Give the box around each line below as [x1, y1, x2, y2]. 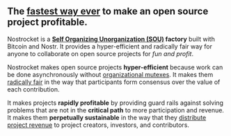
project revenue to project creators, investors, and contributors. [7, 121, 190, 129]
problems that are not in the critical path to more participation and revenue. [7, 105, 225, 114]
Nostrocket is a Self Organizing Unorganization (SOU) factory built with [7, 35, 216, 43]
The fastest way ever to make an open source [7, 6, 209, 17]
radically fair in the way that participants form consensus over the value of [7, 78, 221, 86]
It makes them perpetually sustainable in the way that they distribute [7, 113, 207, 121]
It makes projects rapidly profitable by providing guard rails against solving [7, 99, 224, 107]
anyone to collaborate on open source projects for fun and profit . [7, 49, 193, 58]
